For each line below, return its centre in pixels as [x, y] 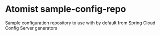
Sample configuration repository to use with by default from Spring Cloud [80, 23]
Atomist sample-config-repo [66, 9]
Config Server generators [31, 28]
